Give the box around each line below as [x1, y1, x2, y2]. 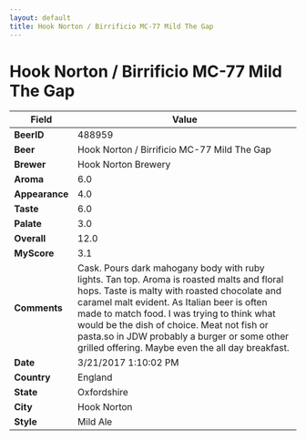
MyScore [14, 247, 55, 260]
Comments [14, 302, 64, 314]
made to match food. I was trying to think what [76, 307, 276, 320]
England [76, 371, 113, 384]
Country [14, 371, 51, 384]
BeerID [14, 128, 45, 141]
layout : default [9, 13, 71, 23]
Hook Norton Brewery [76, 159, 171, 171]
